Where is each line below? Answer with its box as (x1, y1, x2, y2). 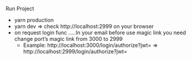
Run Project (5, 5, 35, 12)
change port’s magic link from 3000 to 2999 (14, 36, 123, 42)
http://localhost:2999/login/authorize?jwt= (23, 48, 128, 55)
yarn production (14, 17, 54, 23)
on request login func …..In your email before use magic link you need (14, 29, 186, 36)
